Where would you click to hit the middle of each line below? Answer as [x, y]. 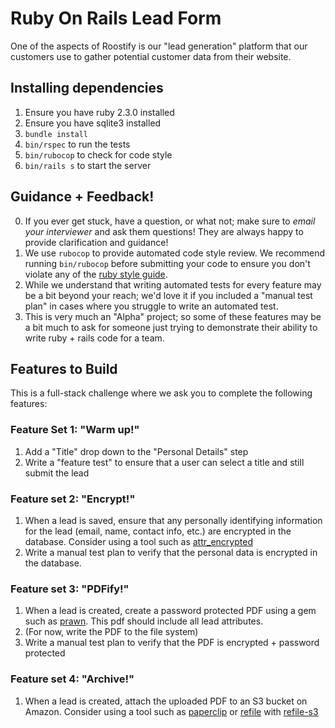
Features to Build [64, 368]
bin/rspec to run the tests [77, 144]
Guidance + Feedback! [82, 197]
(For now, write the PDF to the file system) [111, 632]
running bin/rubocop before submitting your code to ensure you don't [167, 263]
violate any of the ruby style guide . [96, 274]
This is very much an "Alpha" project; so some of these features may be [173, 316]
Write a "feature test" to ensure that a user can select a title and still [164, 462]
